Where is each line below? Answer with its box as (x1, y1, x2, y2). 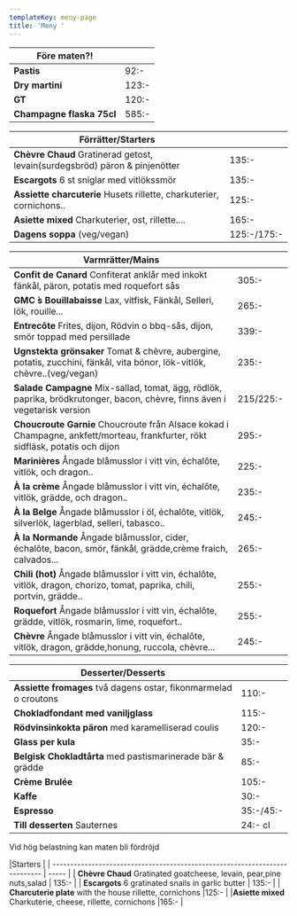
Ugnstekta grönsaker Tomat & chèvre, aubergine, (13, 345, 221, 357)
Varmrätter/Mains (82, 254, 160, 266)
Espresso (13, 804, 55, 817)
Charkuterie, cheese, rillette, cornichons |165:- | (9, 896, 184, 907)
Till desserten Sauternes (13, 818, 118, 831)
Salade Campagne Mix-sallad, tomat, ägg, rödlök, (13, 381, 223, 394)
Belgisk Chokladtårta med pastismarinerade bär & (13, 750, 225, 763)
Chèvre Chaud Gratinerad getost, (13, 148, 153, 160)
